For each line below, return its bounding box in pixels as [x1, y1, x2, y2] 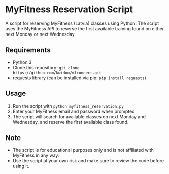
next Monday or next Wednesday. [5, 31, 76, 37]
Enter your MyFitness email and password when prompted [12, 108, 136, 114]
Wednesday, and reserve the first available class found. [12, 119, 129, 125]
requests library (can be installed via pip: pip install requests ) [12, 75, 146, 81]
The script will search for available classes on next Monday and [12, 113, 146, 120]
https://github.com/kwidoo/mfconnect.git [12, 70, 102, 75]
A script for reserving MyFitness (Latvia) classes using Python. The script [5, 20, 159, 26]
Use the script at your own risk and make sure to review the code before [12, 158, 164, 164]
